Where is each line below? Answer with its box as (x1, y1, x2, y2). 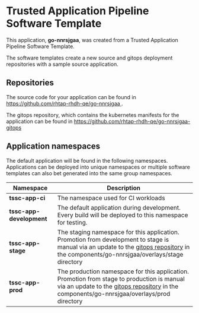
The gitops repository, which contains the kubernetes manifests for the (6, 111, 179, 118)
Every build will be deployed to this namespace (57, 211, 188, 219)
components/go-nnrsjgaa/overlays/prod (57, 289, 171, 298)
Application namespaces (6, 141, 101, 151)
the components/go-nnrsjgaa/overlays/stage (57, 250, 184, 258)
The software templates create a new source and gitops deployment (6, 54, 173, 61)
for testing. (57, 218, 88, 226)
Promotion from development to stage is (57, 235, 169, 244)
